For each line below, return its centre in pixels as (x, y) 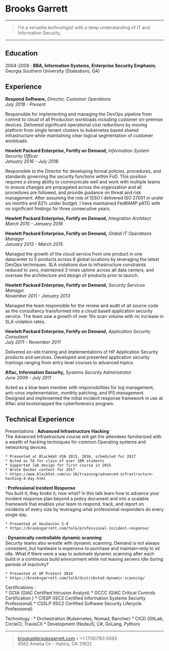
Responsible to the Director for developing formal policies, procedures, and (83, 171)
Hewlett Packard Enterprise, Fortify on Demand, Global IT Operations (78, 233)
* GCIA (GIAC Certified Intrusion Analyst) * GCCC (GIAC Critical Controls (80, 593)
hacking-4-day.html (26, 479)
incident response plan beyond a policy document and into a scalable (77, 499)
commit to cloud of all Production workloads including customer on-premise (84, 119)
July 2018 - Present (25, 104)
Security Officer (22, 156)
